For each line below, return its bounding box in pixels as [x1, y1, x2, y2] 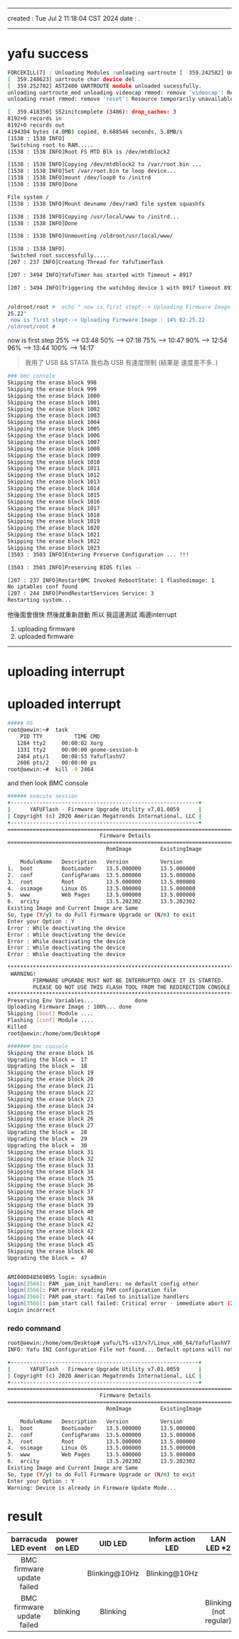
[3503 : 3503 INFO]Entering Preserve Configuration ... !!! [7, 551, 190, 558]
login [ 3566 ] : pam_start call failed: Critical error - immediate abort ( [7, 1300, 231, 1308]
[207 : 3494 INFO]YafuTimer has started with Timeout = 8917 [7, 271, 193, 278]
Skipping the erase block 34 [7, 1168, 94, 1176]
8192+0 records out [7, 122, 65, 129]
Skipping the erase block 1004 [7, 419, 100, 426]
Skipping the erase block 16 [7, 1049, 94, 1056]
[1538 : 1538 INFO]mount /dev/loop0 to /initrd [7, 174, 152, 181]
